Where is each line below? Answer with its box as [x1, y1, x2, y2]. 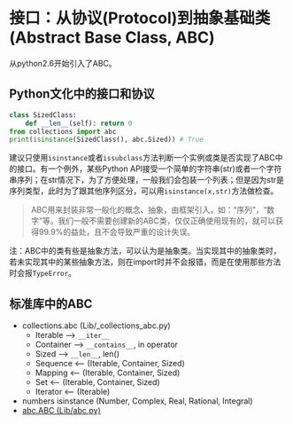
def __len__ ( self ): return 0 [25, 119, 133, 128]
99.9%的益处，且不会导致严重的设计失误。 [38, 227, 196, 238]
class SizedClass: [9, 110, 77, 120]
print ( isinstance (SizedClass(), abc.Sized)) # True [9, 135, 204, 145]
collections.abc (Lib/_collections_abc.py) [21, 320, 171, 331]
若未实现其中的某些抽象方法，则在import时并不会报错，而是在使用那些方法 [9, 256, 281, 267]
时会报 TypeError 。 [9, 268, 77, 279]
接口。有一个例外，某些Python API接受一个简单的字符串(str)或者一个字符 [16, 163, 282, 174]
